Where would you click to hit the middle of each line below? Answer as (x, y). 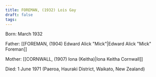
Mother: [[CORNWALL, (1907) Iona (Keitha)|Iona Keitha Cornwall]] (74, 59)
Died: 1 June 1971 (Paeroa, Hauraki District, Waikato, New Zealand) (75, 69)
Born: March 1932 (24, 34)
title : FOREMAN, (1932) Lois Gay (41, 10)
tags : (11, 19)
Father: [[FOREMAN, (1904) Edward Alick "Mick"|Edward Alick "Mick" (78, 44)
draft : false (19, 15)
